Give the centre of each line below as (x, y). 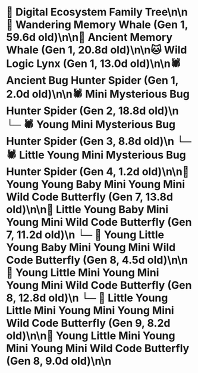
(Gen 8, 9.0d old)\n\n (59, 361)
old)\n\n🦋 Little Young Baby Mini (87, 210)
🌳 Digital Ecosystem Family (74, 12)
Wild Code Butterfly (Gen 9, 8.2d (88, 323)
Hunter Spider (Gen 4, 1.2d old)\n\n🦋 (98, 172)
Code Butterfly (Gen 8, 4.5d (76, 260)
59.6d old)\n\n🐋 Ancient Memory (89, 37)
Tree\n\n (166, 12)
